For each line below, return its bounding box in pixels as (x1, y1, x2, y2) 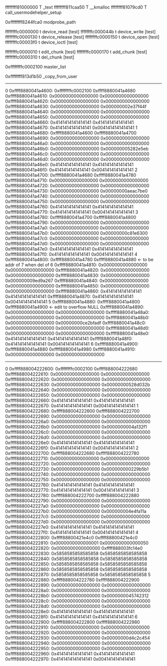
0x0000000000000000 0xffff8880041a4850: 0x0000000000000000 (5, 283, 150, 289)
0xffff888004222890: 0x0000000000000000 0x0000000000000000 (5, 582, 151, 588)
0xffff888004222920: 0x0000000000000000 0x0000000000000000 (5, 630, 151, 635)
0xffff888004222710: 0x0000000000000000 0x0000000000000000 (5, 455, 150, 461)
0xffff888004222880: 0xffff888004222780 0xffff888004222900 (5, 577, 140, 583)
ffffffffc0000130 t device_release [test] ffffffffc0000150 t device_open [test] (5, 34, 160, 40)
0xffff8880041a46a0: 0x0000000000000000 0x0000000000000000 (5, 141, 150, 146)
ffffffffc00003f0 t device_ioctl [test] (5, 39, 78, 45)
